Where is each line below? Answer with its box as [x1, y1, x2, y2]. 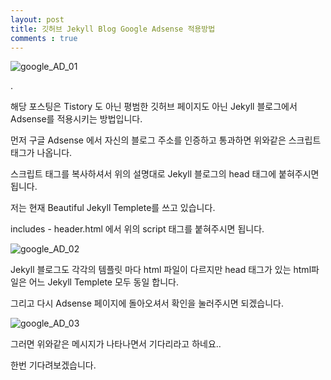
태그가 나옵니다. [10, 147, 73, 159]
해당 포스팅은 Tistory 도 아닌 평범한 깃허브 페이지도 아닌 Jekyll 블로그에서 [10, 101, 298, 113]
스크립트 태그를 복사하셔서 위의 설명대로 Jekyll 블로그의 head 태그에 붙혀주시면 [10, 168, 320, 180]
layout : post [10, 14, 65, 25]
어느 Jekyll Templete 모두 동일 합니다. [28, 276, 179, 288]
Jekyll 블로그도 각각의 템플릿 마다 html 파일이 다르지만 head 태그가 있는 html [10, 264, 312, 276]
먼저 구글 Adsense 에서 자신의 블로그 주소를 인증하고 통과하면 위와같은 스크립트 [10, 134, 322, 146]
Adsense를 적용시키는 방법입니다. [10, 113, 143, 125]
